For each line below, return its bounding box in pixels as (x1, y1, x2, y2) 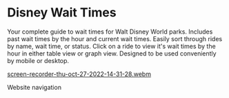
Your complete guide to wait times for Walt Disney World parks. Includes (7, 27, 213, 36)
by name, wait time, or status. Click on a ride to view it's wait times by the (7, 42, 216, 50)
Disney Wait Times (7, 5, 117, 21)
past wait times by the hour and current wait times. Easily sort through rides (7, 34, 223, 42)
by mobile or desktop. (7, 56, 70, 64)
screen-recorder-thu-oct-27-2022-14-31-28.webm (7, 70, 152, 78)
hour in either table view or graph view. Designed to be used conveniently (7, 49, 217, 58)
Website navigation (7, 83, 62, 91)
